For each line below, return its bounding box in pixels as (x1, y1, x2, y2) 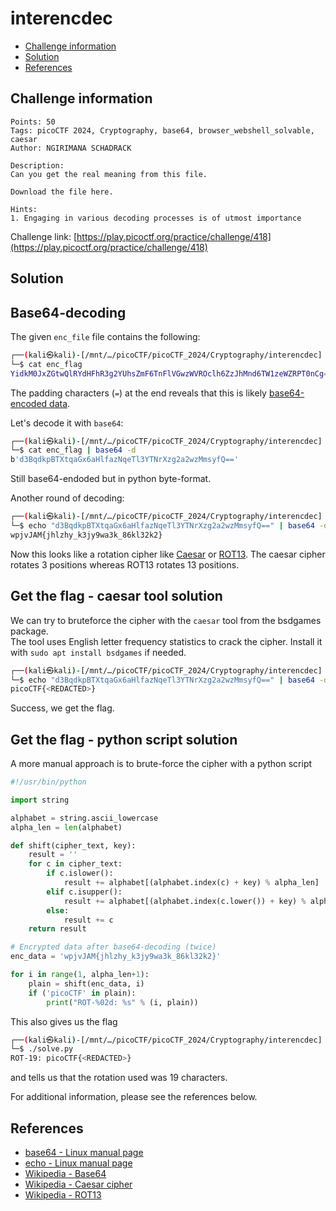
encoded (10, 397, 48, 409)
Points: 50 (10, 117, 56, 127)
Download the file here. (10, 187, 114, 197)
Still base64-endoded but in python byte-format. (10, 473, 212, 485)
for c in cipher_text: (28, 859, 123, 869)
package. (10, 625, 49, 637)
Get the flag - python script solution (10, 731, 238, 748)
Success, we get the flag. (10, 702, 115, 714)
